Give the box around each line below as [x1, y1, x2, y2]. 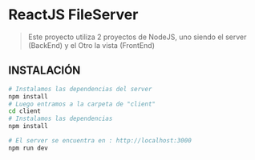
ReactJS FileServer [8, 6, 139, 24]
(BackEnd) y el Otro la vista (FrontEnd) [27, 40, 155, 50]
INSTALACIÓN [8, 64, 81, 78]
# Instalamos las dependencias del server [8, 85, 152, 93]
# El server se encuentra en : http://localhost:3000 [8, 137, 192, 145]
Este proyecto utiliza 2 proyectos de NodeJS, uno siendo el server [27, 32, 247, 42]
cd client [8, 107, 42, 115]
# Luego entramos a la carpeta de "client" [8, 100, 156, 108]
